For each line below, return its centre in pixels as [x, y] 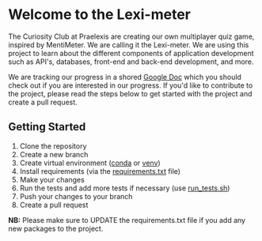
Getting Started [47, 127]
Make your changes [52, 179]
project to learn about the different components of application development [131, 53]
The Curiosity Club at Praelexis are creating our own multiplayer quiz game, [131, 36]
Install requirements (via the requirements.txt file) [100, 171]
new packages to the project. [56, 228]
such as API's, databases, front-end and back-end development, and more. [131, 62]
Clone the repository [53, 146]
